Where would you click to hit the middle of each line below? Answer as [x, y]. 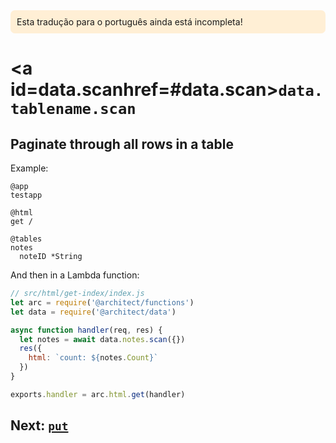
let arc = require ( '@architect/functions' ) [102, 302]
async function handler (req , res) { [86, 330]
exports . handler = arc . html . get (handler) [98, 394]
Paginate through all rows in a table [122, 144]
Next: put [39, 425]
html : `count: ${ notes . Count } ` [93, 358]
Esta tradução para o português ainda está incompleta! [129, 22]
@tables [26, 239]
